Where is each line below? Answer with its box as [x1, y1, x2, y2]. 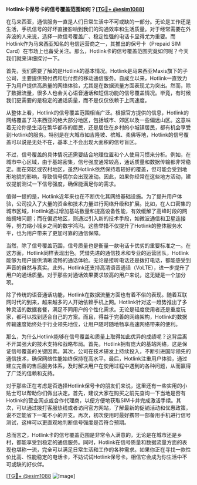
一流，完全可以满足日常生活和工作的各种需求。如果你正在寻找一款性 [26, 446, 191, 453]
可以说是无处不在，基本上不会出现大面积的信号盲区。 [11, 139, 140, 146]
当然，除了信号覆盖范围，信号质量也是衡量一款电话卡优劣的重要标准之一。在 [6, 242, 191, 249]
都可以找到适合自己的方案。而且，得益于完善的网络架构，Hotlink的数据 [16, 314, 188, 320]
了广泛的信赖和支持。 [6, 370, 57, 376]
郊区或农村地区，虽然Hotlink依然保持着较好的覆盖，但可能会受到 [26, 166, 183, 173]
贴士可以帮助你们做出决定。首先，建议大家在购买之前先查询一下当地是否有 [6, 390, 186, 396]
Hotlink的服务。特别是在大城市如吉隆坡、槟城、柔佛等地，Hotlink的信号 [11, 132, 184, 138]
